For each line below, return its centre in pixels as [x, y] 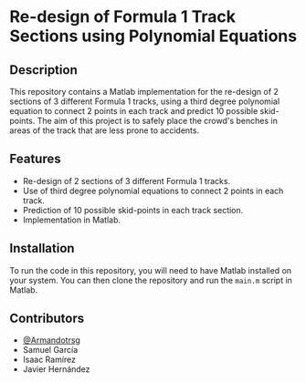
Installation [42, 248]
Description [43, 70]
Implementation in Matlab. [72, 220]
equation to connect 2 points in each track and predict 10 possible [134, 111]
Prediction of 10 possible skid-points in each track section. [133, 210]
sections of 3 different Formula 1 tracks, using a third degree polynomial [145, 101]
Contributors [47, 319]
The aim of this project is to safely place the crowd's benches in [158, 121]
